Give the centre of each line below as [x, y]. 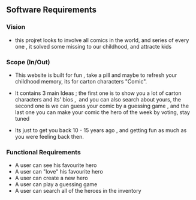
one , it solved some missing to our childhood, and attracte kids [93, 46]
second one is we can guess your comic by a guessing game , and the [102, 106]
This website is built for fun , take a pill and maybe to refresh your [96, 75]
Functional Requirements [43, 152]
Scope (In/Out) [28, 62]
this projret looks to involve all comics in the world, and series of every [102, 40]
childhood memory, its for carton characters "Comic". [81, 81]
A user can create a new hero [51, 178]
